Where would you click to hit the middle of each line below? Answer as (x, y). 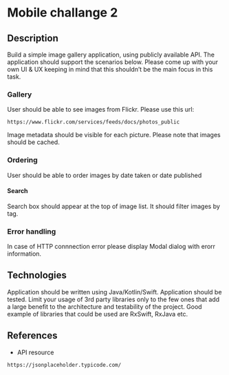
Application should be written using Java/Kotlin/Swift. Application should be (115, 292)
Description (33, 38)
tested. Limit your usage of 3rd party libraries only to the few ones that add (113, 299)
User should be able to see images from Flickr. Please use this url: (101, 110)
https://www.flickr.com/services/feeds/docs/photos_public (94, 122)
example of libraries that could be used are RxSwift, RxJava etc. (98, 314)
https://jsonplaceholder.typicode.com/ (64, 365)
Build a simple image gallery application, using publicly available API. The (111, 54)
